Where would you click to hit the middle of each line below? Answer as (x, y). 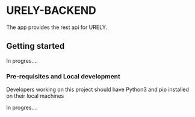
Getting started (36, 46)
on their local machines (35, 96)
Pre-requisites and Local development (63, 76)
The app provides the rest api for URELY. (57, 27)
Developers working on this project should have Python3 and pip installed (98, 90)
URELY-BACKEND (51, 11)
